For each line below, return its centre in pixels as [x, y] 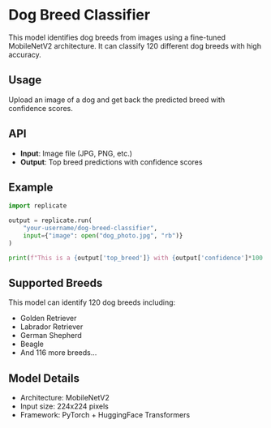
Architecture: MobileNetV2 [65, 398]
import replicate [38, 206]
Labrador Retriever [52, 327]
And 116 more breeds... [58, 353]
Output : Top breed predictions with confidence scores [111, 162]
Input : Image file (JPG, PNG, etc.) [76, 153]
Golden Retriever [48, 319]
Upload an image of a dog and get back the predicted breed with [117, 100]
